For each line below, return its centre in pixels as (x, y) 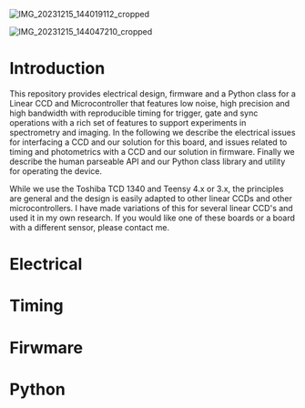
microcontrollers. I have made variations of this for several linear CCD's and (151, 208)
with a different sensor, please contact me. (90, 227)
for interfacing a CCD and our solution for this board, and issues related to (148, 142)
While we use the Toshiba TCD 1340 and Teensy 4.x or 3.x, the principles (147, 189)
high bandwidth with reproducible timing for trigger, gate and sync (134, 113)
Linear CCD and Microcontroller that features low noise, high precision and (150, 103)
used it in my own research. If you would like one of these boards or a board (152, 218)
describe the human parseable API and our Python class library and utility (147, 161)
